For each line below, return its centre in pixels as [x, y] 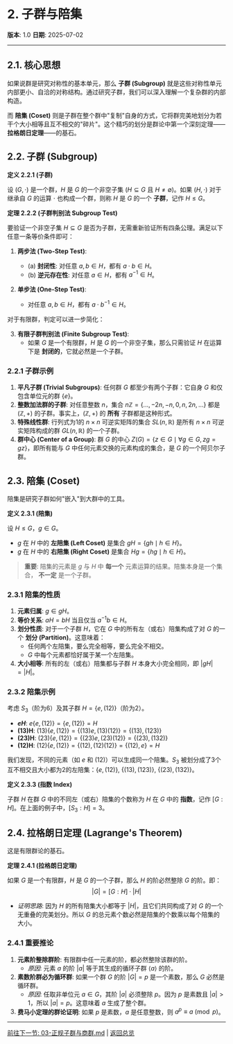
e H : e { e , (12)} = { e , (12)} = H [57, 724]
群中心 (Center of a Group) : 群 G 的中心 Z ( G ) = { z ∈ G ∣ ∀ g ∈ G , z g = [116, 439]
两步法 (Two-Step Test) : [52, 251]
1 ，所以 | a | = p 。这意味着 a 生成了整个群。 [89, 1002]
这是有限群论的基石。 [37, 851]
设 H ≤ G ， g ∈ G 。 [35, 528]
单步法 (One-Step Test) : [52, 289]
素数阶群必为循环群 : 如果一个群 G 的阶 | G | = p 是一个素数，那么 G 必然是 [121, 977]
